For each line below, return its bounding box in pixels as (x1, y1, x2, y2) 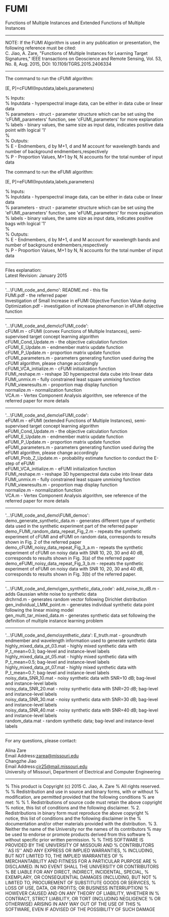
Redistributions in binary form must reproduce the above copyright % (5, 810, 149, 816)
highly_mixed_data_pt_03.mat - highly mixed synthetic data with (5, 643, 137, 649)
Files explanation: (5, 267, 42, 273)
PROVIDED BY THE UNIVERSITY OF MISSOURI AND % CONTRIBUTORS (5, 842, 154, 848)
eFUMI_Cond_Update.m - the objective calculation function (5, 428, 128, 434)
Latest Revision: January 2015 (5, 272, 67, 278)
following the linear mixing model (5, 607, 74, 613)
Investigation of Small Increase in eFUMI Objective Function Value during (5, 298, 156, 304)
